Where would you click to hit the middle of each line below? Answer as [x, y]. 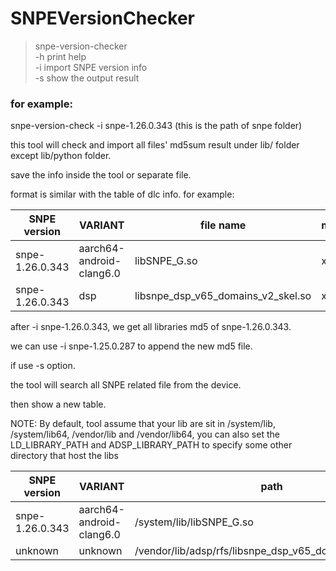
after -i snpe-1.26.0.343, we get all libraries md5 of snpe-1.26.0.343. [151, 327]
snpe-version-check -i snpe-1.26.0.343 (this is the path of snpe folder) [156, 126]
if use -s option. [43, 366]
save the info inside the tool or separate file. [101, 175]
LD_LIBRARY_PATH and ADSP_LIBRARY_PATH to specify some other [151, 445]
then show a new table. [58, 404]
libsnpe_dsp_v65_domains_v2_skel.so [223, 296]
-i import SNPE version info [91, 67]
